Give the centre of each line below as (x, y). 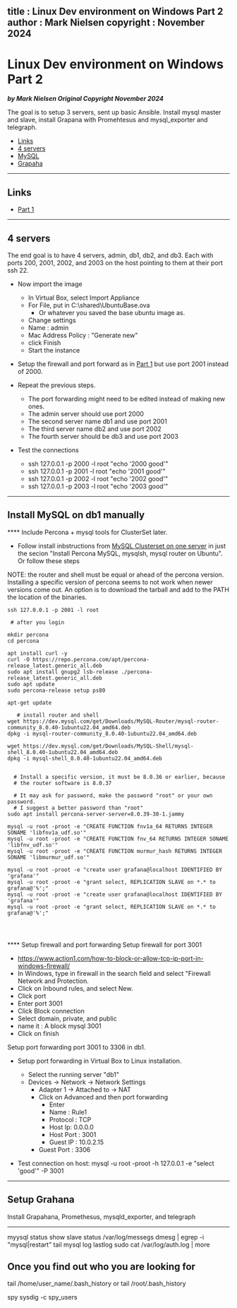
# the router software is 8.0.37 (63, 783)
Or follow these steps (48, 560)
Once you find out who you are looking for (102, 1267)
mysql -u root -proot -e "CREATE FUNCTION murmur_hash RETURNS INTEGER (115, 851)
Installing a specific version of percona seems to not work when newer (110, 582)
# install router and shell (58, 715)
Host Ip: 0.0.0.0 (71, 1127)
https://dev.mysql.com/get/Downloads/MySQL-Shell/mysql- (108, 746)
